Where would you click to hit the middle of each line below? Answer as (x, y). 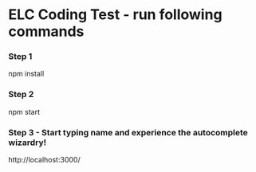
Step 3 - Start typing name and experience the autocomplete (128, 132)
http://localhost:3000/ (45, 160)
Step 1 (20, 57)
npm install (26, 74)
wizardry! (28, 143)
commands (46, 31)
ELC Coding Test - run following (115, 15)
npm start (24, 111)
